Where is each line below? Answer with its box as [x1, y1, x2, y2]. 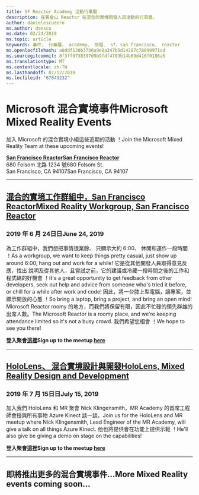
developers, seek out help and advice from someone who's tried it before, [6, 280, 187, 288]
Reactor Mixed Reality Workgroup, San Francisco [6, 201, 190, 212]
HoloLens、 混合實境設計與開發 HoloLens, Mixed [6, 361, 185, 371]
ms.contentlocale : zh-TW [6, 64, 68, 70]
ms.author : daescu [6, 25, 52, 31]
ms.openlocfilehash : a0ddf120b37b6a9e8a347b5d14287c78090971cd [6, 48, 166, 53]
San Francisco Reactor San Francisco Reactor [6, 154, 120, 161]
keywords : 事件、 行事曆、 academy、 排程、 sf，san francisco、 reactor [6, 42, 181, 48]
